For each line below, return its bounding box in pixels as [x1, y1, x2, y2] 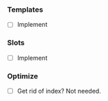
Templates [7, 5, 43, 14]
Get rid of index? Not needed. [17, 87, 101, 96]
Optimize [7, 71, 39, 80]
